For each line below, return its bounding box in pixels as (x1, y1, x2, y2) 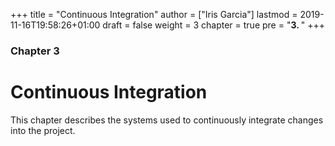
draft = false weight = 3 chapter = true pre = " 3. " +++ (102, 19, 325, 31)
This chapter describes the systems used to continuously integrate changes (10, 114, 324, 126)
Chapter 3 (10, 44, 60, 58)
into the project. (10, 124, 76, 136)
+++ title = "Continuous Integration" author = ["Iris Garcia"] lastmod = (10, 9, 298, 20)
